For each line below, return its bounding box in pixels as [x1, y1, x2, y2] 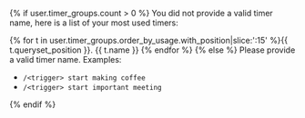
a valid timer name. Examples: [9, 54, 122, 64]
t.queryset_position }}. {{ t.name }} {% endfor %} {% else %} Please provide [9, 44, 296, 55]
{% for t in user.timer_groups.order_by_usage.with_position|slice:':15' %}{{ [9, 35, 289, 45]
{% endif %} [9, 99, 56, 110]
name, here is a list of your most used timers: [9, 17, 179, 28]
